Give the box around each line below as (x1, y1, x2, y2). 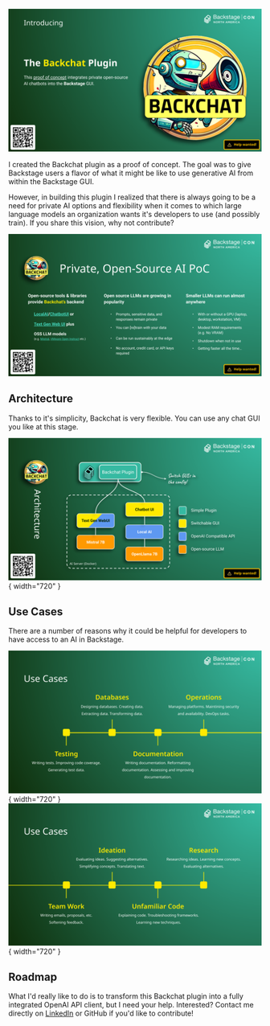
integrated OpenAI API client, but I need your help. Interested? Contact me (8, 999, 255, 1009)
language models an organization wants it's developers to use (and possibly (8, 209, 260, 219)
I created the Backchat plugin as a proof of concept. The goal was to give (8, 159, 252, 169)
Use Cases (8, 605, 63, 618)
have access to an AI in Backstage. (8, 634, 125, 644)
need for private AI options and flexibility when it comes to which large (8, 200, 243, 210)
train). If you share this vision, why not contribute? (8, 218, 174, 228)
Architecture (8, 392, 74, 406)
